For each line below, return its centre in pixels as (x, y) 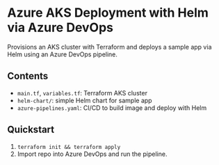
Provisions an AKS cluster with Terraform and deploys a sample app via (109, 47)
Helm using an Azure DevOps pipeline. (63, 54)
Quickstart (31, 130)
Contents (28, 76)
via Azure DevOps (60, 28)
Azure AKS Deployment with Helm (108, 13)
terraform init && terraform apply (69, 147)
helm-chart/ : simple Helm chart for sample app (84, 100)
